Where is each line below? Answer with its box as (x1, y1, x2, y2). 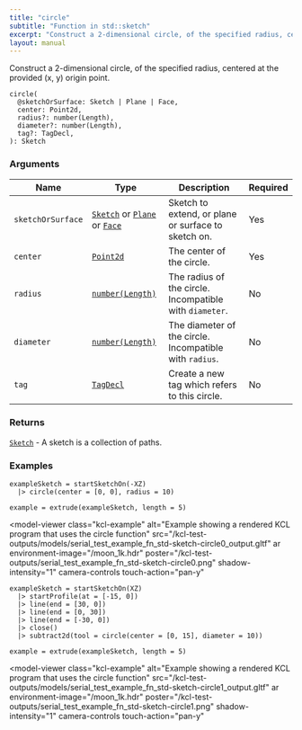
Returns (9, 416, 45, 429)
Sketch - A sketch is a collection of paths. (9, 437, 163, 448)
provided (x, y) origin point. (9, 73, 111, 84)
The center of (167, 245, 226, 257)
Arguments (9, 158, 60, 171)
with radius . (167, 352, 219, 365)
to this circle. (167, 389, 223, 402)
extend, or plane (167, 208, 237, 220)
